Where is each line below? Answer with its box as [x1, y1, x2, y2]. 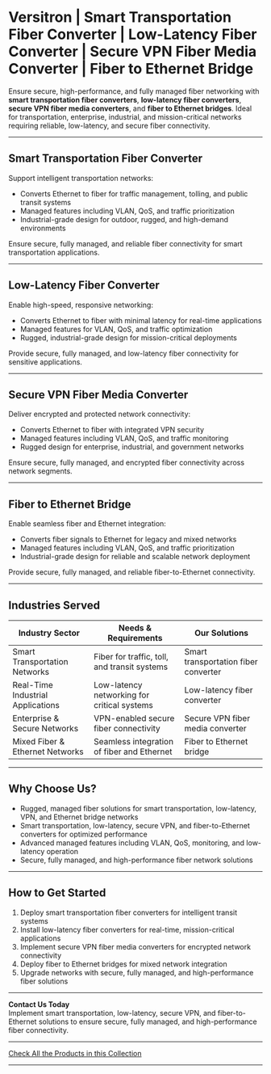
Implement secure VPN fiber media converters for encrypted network [19, 941, 252, 951]
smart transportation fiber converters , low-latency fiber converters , [8, 95, 242, 104]
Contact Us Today [8, 999, 70, 1009]
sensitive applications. [8, 356, 83, 367]
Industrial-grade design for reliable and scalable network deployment [19, 552, 251, 562]
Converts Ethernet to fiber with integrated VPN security [19, 425, 204, 435]
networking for [94, 689, 150, 701]
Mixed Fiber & [12, 736, 65, 747]
